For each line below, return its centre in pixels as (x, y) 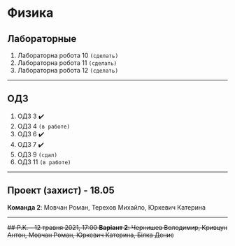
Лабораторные (42, 39)
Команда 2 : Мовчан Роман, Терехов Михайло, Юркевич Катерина (107, 207)
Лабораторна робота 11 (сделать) (67, 63)
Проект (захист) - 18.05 (61, 190)
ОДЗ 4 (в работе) (44, 126)
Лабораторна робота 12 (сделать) (68, 70)
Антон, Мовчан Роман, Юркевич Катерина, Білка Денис (91, 235)
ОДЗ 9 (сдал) (37, 154)
